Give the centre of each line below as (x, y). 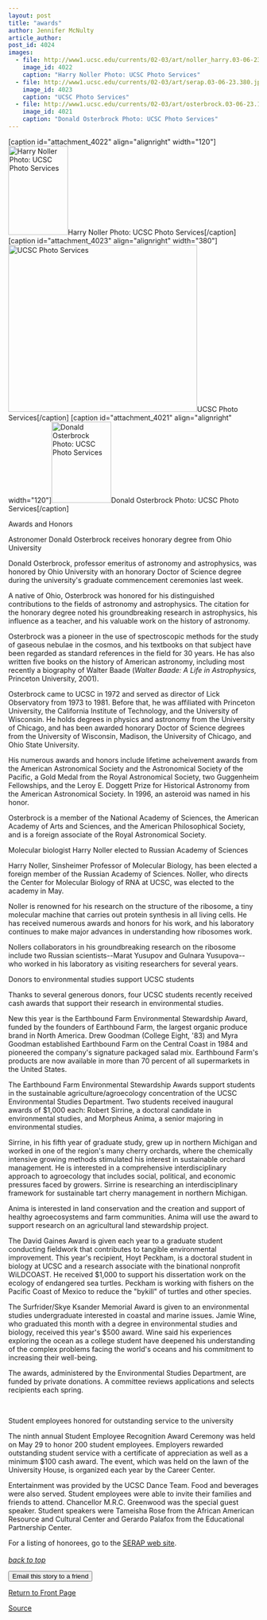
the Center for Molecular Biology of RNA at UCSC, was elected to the (121, 882)
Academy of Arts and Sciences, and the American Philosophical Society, (127, 826)
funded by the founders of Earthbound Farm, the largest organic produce (128, 1027)
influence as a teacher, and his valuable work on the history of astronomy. (129, 620)
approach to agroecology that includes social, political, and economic (122, 1176)
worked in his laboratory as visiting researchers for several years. (131, 964)
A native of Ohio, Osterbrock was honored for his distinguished (111, 595)
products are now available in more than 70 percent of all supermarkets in (129, 1061)
